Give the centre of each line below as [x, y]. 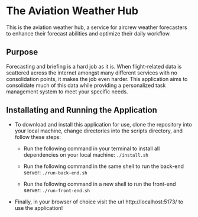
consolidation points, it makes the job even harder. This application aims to [97, 79]
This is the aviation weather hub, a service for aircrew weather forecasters [97, 27]
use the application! [39, 208]
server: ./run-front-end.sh [57, 190]
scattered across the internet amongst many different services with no [92, 73]
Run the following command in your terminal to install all [92, 148]
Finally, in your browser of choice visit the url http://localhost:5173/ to [99, 202]
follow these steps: [38, 137]
